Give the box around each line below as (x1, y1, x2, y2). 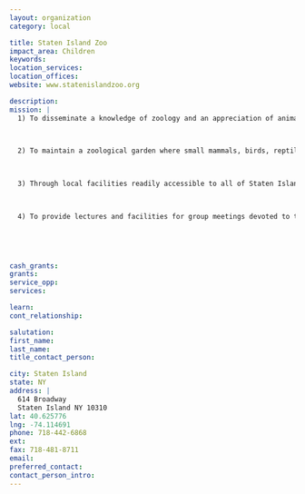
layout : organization (9, 13, 92, 23)
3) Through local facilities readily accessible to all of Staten (17, 179, 274, 189)
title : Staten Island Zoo (9, 38, 107, 47)
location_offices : (9, 72, 79, 82)
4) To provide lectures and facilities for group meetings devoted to (17, 212, 290, 221)
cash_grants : (9, 261, 59, 271)
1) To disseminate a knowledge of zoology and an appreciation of (17, 114, 274, 123)
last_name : (9, 344, 51, 354)
